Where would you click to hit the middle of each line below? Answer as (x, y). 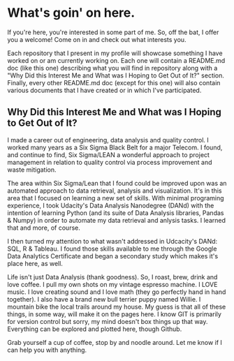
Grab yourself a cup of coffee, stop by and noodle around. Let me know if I (115, 342)
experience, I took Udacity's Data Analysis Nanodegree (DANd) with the (111, 205)
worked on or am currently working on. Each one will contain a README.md (116, 60)
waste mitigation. (32, 170)
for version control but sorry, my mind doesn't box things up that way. (108, 321)
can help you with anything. (47, 350)
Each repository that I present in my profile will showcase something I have (115, 53)
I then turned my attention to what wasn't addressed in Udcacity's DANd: (112, 241)
